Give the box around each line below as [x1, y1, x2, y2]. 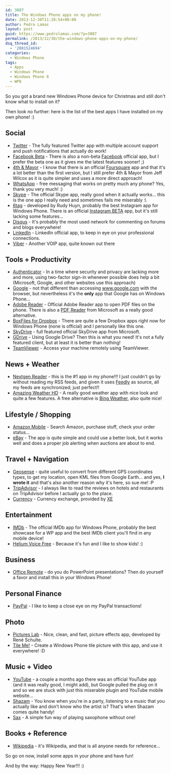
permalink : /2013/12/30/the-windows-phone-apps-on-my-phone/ [5, 36, 138, 42]
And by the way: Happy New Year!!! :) [5, 762, 84, 769]
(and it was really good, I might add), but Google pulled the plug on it [12, 681, 157, 687]
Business [5, 556, 36, 564]
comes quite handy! [12, 708, 55, 715]
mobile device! [12, 535, 44, 541]
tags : [5, 60, 17, 65]
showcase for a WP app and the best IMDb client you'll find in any [12, 529, 152, 536]
